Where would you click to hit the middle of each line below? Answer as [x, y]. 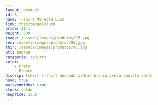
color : [12, 62]
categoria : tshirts [26, 57]
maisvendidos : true [26, 85]
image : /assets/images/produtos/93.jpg [47, 38]
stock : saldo [19, 90]
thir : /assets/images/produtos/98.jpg [46, 47]
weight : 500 [18, 33]
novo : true [17, 80]
